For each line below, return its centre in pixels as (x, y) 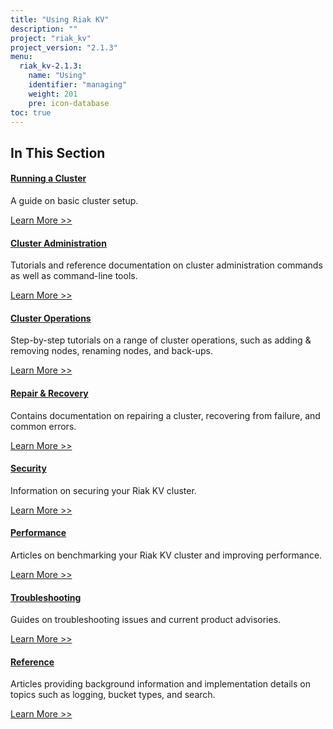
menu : (21, 57)
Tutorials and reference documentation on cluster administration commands (166, 265)
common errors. (43, 426)
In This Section (58, 152)
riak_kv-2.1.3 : (51, 66)
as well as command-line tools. (74, 276)
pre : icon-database (69, 103)
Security (28, 468)
